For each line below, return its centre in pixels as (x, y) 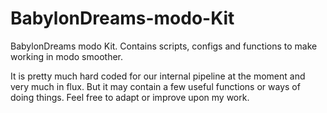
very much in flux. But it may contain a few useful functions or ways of (155, 86)
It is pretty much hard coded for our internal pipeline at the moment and (158, 76)
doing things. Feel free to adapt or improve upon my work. (130, 97)
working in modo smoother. (67, 56)
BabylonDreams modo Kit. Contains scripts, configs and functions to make (164, 46)
